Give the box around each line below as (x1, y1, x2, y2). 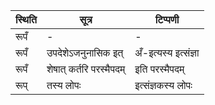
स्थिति (15, 13, 37, 26)
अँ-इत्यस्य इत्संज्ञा (134, 46, 200, 59)
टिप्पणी (154, 13, 180, 26)
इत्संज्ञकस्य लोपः (134, 79, 193, 92)
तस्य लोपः (46, 79, 82, 92)
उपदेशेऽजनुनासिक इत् (46, 46, 124, 59)
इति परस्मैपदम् (134, 62, 185, 76)
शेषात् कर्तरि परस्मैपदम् (46, 62, 126, 76)
